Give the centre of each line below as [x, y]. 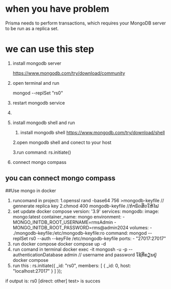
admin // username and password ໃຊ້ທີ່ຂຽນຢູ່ [110, 255]
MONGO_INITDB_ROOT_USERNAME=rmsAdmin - [64, 222]
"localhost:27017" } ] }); [37, 271]
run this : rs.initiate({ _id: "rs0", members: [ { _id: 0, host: [72, 266]
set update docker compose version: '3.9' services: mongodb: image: [86, 211]
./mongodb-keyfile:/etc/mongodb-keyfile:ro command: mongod [80, 233]
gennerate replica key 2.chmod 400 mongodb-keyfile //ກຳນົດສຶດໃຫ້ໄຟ [86, 206]
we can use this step [50, 49]
